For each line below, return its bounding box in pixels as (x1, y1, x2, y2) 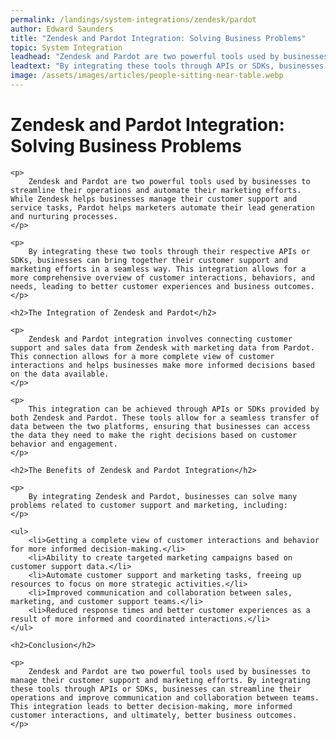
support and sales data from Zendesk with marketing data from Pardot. (10, 342, 315, 353)
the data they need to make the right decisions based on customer (10, 430, 298, 440)
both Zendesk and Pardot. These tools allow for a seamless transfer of (10, 412, 320, 423)
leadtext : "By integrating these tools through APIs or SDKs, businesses (10, 61, 325, 71)
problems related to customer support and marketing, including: (10, 500, 288, 510)
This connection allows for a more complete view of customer (10, 351, 275, 361)
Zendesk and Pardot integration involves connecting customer (28, 334, 293, 344)
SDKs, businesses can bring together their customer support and (10, 255, 288, 265)
